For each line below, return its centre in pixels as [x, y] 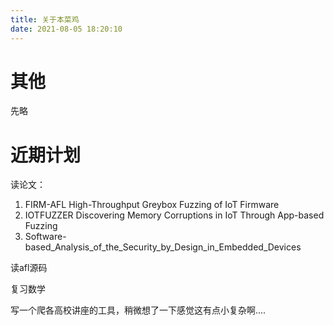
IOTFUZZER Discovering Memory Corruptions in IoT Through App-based [174, 215]
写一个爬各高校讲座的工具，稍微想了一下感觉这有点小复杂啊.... [138, 310]
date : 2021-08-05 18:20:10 [66, 29]
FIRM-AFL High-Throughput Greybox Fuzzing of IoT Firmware [152, 205]
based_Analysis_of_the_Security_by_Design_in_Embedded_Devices [163, 247]
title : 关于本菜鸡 [45, 19]
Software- [45, 237]
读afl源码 [29, 268]
